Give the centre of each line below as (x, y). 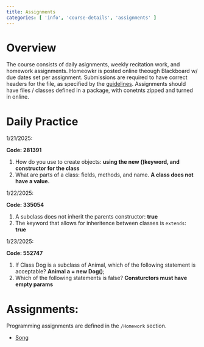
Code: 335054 (25, 205)
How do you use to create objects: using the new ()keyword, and (97, 162)
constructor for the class (47, 169)
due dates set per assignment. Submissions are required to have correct (97, 77)
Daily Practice (42, 121)
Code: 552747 (25, 253)
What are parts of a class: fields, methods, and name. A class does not (104, 175)
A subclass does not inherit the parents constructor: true (86, 217)
